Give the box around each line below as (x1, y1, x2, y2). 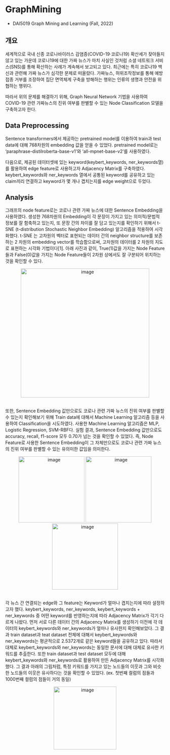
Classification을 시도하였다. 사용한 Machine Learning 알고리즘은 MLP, (18, 421, 160, 427)
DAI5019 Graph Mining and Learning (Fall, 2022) (12, 20, 114, 26)
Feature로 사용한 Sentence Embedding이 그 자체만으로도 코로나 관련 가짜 (5, 440, 152, 446)
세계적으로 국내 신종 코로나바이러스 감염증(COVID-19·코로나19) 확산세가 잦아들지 (5, 51, 165, 57)
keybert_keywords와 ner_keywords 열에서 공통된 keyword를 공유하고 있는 (5, 171, 155, 178)
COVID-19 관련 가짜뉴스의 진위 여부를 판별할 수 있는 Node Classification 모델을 (5, 100, 163, 106)
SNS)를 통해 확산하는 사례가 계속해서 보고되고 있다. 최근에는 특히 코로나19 (11, 64, 157, 70)
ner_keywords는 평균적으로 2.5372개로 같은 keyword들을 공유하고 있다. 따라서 (5, 638, 163, 644)
